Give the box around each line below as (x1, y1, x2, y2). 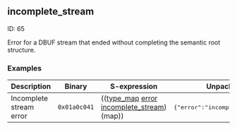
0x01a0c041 (57, 103, 95, 112)
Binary (64, 81, 87, 91)
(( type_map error (101, 93, 158, 103)
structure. (7, 45, 36, 54)
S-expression (110, 81, 158, 91)
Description (11, 81, 51, 91)
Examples (7, 63, 42, 73)
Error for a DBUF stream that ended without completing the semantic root (7, 38, 221, 47)
